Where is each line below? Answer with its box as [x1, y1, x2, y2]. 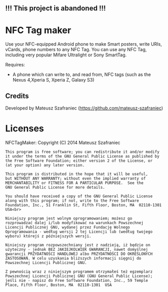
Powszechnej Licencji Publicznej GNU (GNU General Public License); [5, 274, 153, 279]
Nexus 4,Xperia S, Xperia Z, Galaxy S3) [12, 77, 95, 83]
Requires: [5, 62, 25, 68]
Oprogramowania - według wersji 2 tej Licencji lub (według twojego [5, 229, 153, 235]
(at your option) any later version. [5, 163, 85, 168]
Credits [5, 91, 29, 100]
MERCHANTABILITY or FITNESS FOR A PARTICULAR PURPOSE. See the [5, 180, 144, 186]
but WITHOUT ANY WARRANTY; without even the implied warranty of [5, 176, 146, 181]
